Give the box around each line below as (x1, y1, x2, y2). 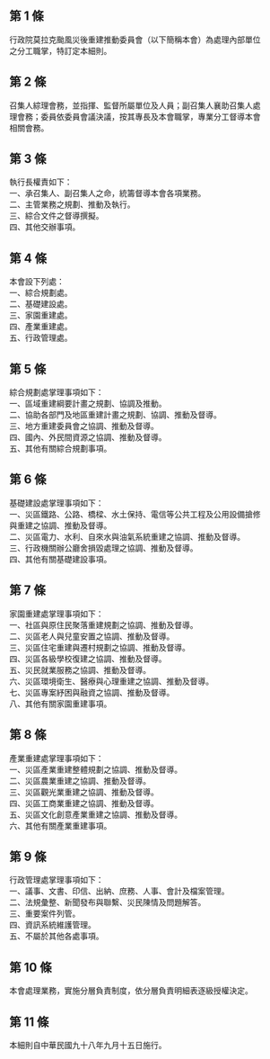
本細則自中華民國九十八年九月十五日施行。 (9, 1039, 163, 1050)
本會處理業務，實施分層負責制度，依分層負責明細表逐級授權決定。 (9, 985, 253, 996)
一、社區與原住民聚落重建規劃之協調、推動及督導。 (9, 619, 198, 630)
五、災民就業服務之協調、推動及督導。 (9, 664, 151, 675)
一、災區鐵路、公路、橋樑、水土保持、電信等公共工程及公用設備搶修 (9, 508, 261, 519)
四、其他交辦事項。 (9, 221, 81, 232)
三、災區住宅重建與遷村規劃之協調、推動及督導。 (9, 642, 190, 652)
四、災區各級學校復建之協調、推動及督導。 (9, 653, 167, 664)
